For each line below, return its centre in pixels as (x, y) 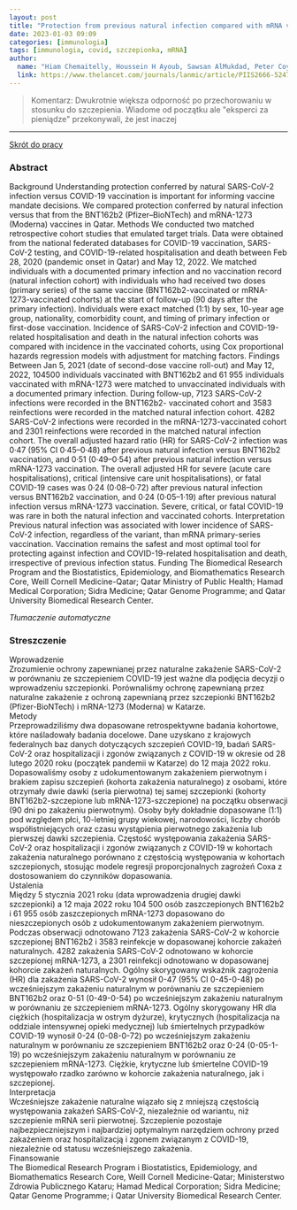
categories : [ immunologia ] (59, 42)
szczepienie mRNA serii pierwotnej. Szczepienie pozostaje (116, 1121)
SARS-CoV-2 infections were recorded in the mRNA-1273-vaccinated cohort (148, 422)
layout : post (33, 17)
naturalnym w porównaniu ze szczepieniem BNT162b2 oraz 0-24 (127, 1045)
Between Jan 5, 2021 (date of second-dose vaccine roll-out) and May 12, (142, 366)
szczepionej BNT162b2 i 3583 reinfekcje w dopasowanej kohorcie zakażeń (146, 942)
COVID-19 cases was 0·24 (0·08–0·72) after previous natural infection (136, 488)
